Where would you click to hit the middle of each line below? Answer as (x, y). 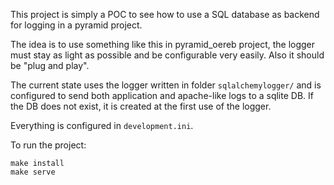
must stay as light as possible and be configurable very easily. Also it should (167, 55)
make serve (33, 172)
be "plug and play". (50, 65)
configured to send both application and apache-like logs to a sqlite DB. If (162, 95)
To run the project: (48, 145)
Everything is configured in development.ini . (102, 125)
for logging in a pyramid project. (76, 25)
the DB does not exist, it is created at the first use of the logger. (141, 106)
